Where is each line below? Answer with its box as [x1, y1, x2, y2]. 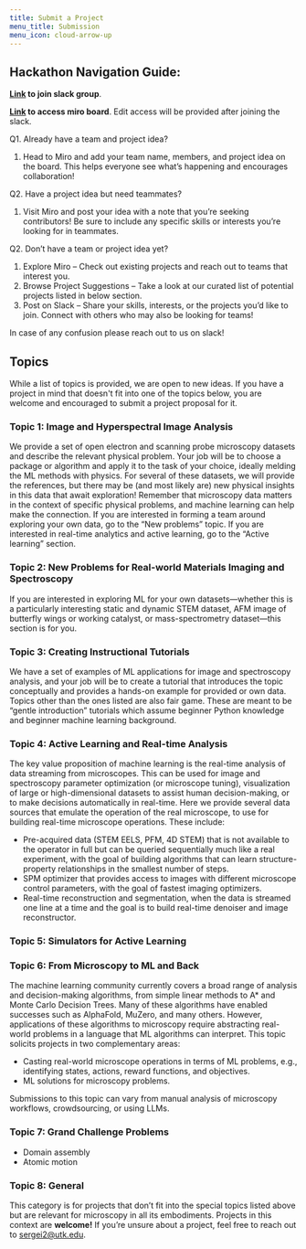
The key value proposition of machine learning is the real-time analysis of [9, 758, 286, 769]
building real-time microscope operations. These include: [9, 817, 226, 827]
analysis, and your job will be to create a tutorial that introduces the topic [9, 676, 284, 687]
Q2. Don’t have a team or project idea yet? [9, 243, 169, 254]
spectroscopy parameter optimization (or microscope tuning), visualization [9, 778, 290, 789]
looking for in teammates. [22, 226, 119, 237]
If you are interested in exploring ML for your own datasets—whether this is [9, 593, 294, 604]
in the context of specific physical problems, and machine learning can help [9, 499, 295, 510]
